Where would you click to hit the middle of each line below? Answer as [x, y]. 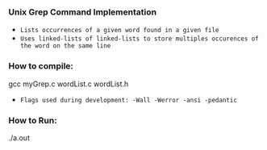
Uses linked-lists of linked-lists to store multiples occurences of [140, 39]
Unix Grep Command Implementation [83, 12]
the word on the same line [65, 46]
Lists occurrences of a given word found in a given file [119, 31]
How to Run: [33, 120]
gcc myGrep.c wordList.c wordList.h [69, 84]
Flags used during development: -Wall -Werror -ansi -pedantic [129, 100]
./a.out [19, 137]
